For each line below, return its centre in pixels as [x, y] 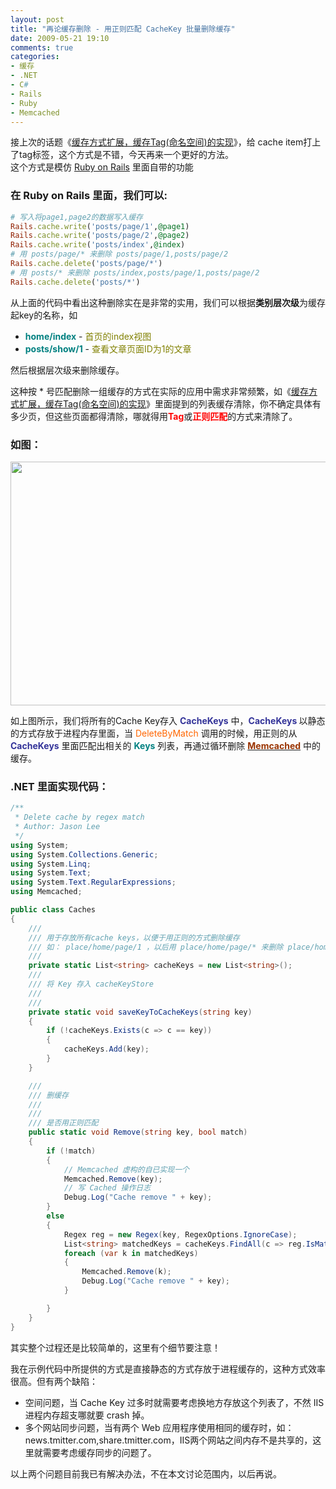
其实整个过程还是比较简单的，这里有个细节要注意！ [115, 1347]
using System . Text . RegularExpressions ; [93, 882]
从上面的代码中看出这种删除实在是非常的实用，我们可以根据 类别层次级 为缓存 [168, 302]
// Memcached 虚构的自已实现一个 [126, 1169]
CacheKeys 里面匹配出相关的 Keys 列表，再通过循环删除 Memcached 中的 [165, 745]
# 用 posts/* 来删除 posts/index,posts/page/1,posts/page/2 [135, 272]
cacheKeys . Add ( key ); [106, 1049]
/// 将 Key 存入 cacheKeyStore [91, 984]
